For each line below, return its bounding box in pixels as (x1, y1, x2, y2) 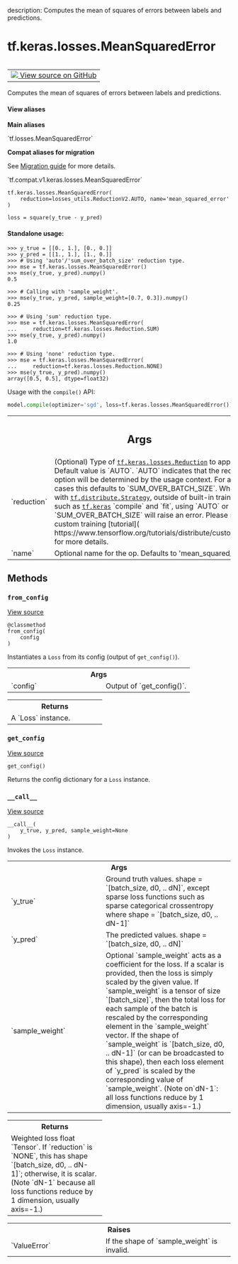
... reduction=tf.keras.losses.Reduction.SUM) (7, 326, 160, 333)
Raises (107, 1225, 131, 1234)
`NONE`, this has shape (11, 1151, 89, 1160)
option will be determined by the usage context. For (54, 474, 225, 484)
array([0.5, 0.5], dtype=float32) (7, 376, 110, 383)
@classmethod (7, 621, 46, 629)
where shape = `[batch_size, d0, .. (106, 910, 218, 919)
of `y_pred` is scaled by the (106, 1066, 196, 1075)
